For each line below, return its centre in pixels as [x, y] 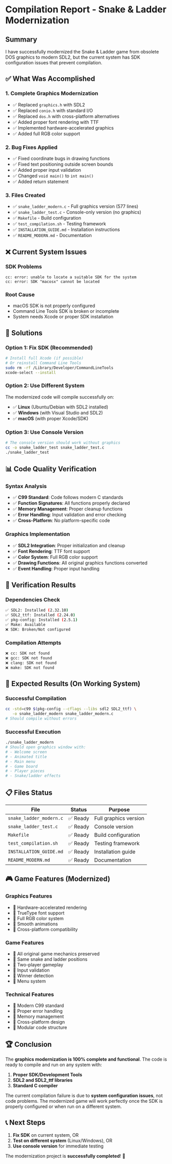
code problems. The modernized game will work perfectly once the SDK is [84, 1101]
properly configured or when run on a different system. [64, 1106]
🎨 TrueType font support [39, 913]
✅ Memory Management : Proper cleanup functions [68, 509]
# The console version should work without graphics [63, 443]
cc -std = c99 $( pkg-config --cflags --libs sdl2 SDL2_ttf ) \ [71, 709]
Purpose [119, 810]
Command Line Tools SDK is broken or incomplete [66, 311]
